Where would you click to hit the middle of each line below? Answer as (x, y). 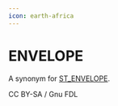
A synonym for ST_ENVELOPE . (59, 78)
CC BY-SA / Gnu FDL (43, 94)
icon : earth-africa (41, 16)
